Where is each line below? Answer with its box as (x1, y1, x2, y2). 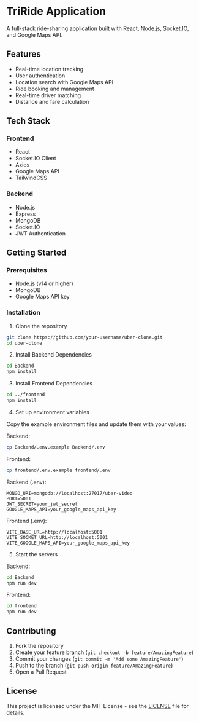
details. (6, 709, 25, 716)
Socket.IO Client (15, 155, 56, 162)
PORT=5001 (6, 495, 32, 502)
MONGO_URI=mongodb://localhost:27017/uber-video (6, 490, 133, 496)
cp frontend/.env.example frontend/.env (6, 467, 111, 473)
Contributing (6, 626, 56, 636)
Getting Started (6, 248, 67, 258)
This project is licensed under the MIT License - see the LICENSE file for (6, 702, 189, 709)
